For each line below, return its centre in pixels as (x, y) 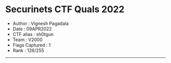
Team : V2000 (27, 40)
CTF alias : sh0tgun (33, 34)
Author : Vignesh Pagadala (40, 23)
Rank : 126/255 (28, 50)
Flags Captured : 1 (32, 45)
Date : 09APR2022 (32, 28)
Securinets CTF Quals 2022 (65, 9)
